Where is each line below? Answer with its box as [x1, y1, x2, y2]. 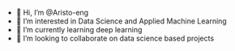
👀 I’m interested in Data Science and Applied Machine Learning [15, 16, 227, 26]
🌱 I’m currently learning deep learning [15, 25, 143, 34]
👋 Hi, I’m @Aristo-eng [15, 8, 89, 17]
